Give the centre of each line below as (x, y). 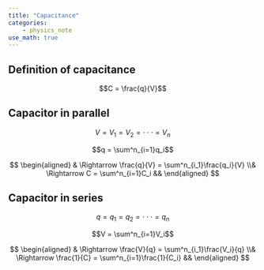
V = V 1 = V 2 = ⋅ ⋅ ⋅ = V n (133, 133)
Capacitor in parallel (59, 113)
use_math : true (33, 37)
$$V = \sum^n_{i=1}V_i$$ (133, 234)
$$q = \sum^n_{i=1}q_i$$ (133, 149)
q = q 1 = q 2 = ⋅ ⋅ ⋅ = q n (133, 218)
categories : (28, 23)
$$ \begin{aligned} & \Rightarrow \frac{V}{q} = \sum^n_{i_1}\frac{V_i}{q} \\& (133, 249)
